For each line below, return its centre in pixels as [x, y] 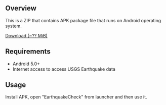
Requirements [28, 52]
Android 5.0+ [26, 64]
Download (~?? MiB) [27, 35]
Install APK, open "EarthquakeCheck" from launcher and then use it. [76, 97]
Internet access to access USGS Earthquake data [64, 69]
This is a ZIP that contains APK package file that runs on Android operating [83, 20]
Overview [21, 8]
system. [13, 26]
